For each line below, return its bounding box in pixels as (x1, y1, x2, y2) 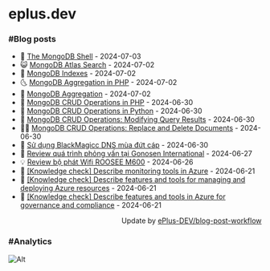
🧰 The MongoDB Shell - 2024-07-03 (19, 51, 141, 61)
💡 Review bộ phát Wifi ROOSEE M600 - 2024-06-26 (19, 157, 194, 167)
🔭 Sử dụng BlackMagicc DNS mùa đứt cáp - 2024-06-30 (19, 140, 209, 150)
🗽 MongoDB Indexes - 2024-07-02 (19, 69, 137, 79)
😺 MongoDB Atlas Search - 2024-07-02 (19, 60, 155, 70)
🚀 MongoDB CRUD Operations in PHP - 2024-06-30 (19, 98, 194, 107)
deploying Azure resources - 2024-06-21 (19, 184, 157, 193)
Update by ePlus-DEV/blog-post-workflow (121, 216, 262, 225)
